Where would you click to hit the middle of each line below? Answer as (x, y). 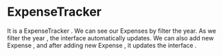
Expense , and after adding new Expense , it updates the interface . (102, 45)
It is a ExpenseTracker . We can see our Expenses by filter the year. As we (111, 31)
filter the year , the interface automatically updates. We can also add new (110, 38)
